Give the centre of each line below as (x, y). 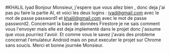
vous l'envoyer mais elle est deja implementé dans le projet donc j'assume (83, 29)
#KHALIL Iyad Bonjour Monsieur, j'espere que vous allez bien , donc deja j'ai (85, 7)
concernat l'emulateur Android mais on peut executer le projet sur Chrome (83, 40)
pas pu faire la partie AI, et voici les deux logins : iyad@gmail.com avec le (82, 13)
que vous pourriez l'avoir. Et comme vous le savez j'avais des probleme (80, 34)
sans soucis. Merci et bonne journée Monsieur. (54, 45)
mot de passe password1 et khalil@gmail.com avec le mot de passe (76, 18)
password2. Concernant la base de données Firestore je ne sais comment (83, 23)
